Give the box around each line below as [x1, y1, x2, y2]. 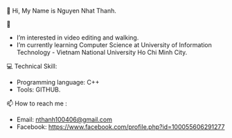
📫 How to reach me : [6, 99, 67, 107]
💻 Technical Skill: [6, 62, 57, 70]
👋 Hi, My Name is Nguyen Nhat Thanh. [6, 7, 117, 15]
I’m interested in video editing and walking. [16, 33, 139, 42]
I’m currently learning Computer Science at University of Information [16, 41, 213, 49]
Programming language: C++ [16, 78, 100, 86]
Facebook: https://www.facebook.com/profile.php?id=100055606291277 [16, 123, 225, 131]
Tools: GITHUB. [16, 85, 61, 94]
